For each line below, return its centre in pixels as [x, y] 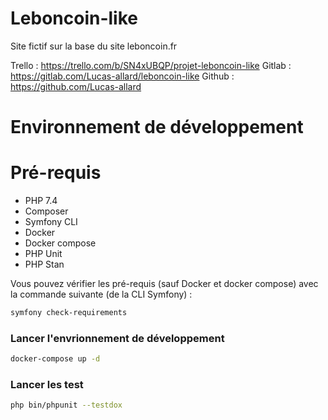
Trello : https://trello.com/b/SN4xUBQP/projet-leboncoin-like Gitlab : [151, 65]
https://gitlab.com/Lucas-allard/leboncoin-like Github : [122, 76]
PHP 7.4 [41, 201]
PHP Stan [44, 264]
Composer [46, 211]
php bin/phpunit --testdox [66, 405]
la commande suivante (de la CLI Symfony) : [101, 294]
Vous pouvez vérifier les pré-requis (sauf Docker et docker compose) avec [164, 284]
